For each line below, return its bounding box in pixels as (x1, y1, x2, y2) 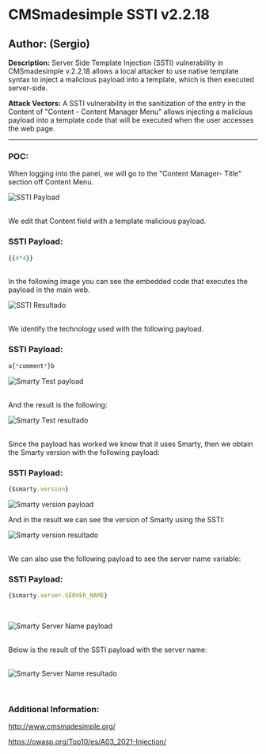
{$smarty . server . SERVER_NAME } (8, 592, 108, 600)
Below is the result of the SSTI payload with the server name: (8, 645, 207, 654)
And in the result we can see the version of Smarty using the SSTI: (8, 514, 225, 524)
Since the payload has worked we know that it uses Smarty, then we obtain (8, 439, 253, 449)
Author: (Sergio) (8, 37, 90, 51)
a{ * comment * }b (8, 362, 55, 369)
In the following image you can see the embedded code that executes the (8, 277, 248, 286)
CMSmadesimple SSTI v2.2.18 (8, 6, 210, 24)
